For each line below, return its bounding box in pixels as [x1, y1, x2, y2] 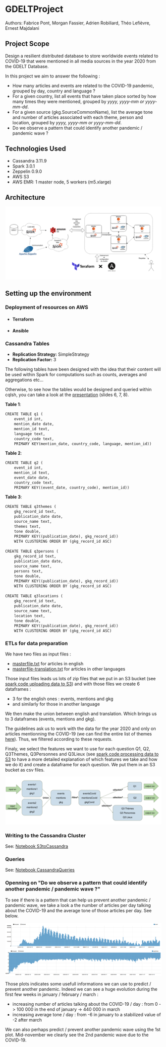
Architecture [5, 193, 46, 202]
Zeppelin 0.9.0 [12, 168, 42, 174]
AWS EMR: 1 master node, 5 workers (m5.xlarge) [12, 179, 111, 185]
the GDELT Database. [5, 63, 49, 69]
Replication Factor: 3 [12, 356, 56, 362]
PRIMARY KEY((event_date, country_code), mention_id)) [14, 485, 130, 490]
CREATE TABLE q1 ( [5, 411, 43, 416]
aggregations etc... [5, 377, 44, 383]
